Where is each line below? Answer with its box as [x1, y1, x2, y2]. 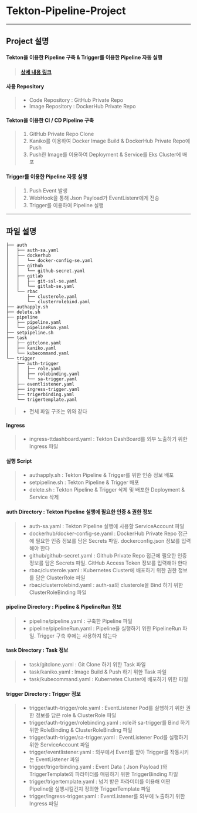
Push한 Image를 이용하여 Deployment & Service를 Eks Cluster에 [29, 151, 181, 158]
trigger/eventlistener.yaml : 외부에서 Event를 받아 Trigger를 [29, 749, 169, 756]
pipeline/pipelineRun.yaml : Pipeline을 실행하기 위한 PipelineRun [29, 625, 182, 632]
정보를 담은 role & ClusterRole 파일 [35, 712, 117, 719]
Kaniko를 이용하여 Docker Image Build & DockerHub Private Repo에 [29, 137, 191, 144]
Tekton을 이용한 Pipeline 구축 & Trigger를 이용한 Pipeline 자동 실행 [6, 54, 162, 61]
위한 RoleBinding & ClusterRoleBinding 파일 [29, 726, 133, 734]
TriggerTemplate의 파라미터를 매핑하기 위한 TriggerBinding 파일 [29, 771, 178, 778]
